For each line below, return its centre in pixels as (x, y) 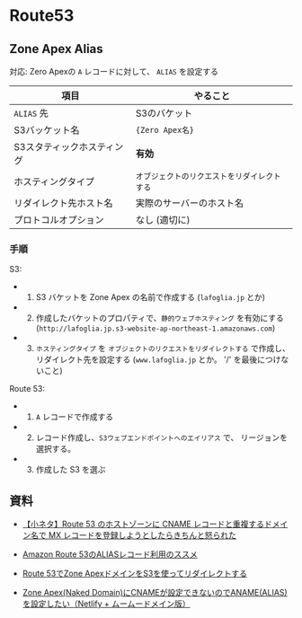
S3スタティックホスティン (69, 147)
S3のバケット (164, 113)
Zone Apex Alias (56, 49)
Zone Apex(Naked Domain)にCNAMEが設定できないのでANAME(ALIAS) (155, 593)
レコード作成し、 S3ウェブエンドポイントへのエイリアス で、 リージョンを (162, 437)
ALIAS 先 (31, 113)
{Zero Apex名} (165, 130)
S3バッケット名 (47, 130)
